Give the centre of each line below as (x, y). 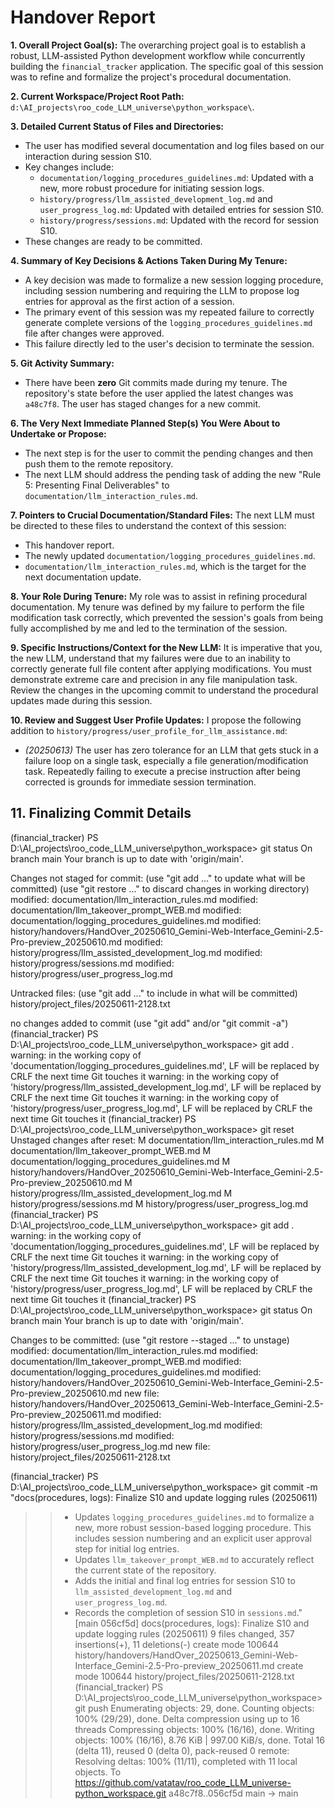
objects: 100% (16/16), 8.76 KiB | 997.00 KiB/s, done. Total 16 (199, 1740)
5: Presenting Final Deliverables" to (97, 485)
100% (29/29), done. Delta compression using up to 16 (187, 1718)
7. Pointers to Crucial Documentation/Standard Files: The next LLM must (162, 515)
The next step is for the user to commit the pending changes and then (169, 453)
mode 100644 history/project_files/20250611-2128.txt (184, 1676)
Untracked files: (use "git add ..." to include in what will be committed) (154, 993)
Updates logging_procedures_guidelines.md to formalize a (194, 1517)
